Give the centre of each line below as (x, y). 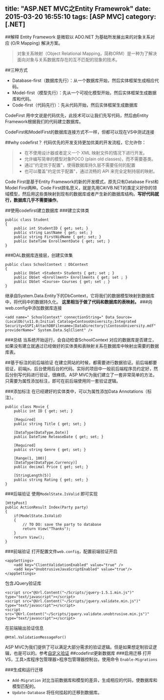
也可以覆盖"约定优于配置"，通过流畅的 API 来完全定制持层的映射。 (91, 171)
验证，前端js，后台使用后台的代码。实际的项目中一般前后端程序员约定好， (79, 368)
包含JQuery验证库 (23, 583)
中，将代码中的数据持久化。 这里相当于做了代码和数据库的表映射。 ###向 (79, 302)
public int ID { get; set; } (43, 411)
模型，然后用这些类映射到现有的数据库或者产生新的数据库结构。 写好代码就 (84, 194)
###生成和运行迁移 (24, 670)
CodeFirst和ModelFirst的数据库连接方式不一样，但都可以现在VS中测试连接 (80, 132)
